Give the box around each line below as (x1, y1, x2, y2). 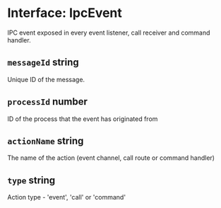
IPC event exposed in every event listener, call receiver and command (7, 28, 210, 37)
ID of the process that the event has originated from (7, 115, 158, 123)
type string (7, 174, 56, 186)
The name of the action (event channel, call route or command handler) (7, 154, 215, 162)
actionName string (7, 134, 84, 146)
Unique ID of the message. (7, 75, 85, 83)
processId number (7, 96, 88, 108)
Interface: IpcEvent (7, 5, 122, 21)
